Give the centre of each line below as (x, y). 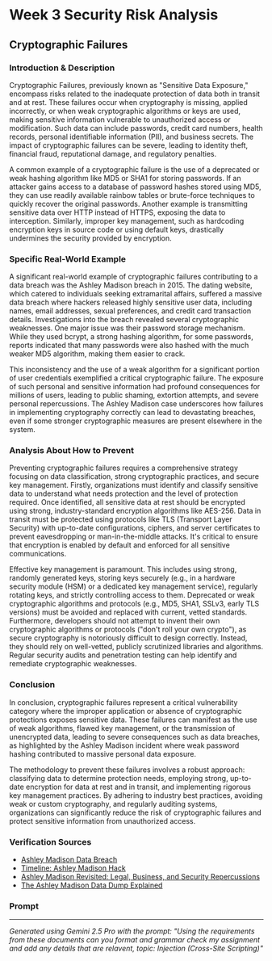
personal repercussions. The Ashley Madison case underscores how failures (136, 404)
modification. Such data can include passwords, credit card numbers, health (136, 128)
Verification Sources (50, 841)
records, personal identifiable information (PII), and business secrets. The (131, 136)
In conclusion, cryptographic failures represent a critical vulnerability (123, 702)
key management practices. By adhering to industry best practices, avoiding (136, 795)
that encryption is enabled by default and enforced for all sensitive (120, 545)
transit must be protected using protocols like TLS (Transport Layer (121, 519)
